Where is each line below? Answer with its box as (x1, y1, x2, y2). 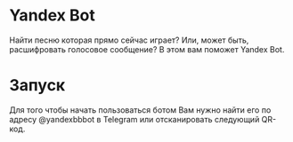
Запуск (9, 75, 66, 96)
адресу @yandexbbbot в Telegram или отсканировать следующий (9, 114, 260, 124)
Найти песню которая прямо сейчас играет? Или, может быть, (9, 35, 249, 45)
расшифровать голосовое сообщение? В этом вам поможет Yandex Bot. (9, 43, 285, 54)
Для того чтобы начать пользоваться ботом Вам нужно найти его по (9, 104, 272, 115)
